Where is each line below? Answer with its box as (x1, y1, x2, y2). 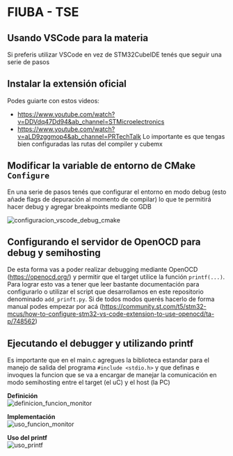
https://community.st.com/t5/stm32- (102, 303, 207, 311)
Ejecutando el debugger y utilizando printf (7, 337, 194, 349)
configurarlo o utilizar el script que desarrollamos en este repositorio (7, 287, 204, 296)
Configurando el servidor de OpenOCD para (7, 236, 201, 248)
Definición (7, 392, 38, 400)
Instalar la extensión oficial (7, 78, 127, 90)
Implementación (7, 413, 56, 421)
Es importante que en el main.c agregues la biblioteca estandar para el (7, 356, 210, 365)
